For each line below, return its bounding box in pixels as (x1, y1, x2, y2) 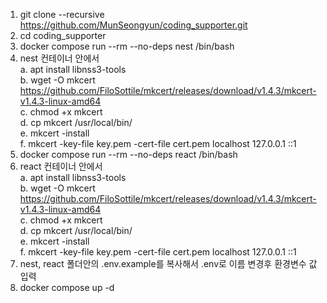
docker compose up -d (19, 282, 115, 293)
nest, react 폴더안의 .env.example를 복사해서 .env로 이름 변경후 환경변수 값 (19, 258, 318, 269)
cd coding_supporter (19, 30, 107, 41)
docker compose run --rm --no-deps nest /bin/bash (19, 40, 235, 52)
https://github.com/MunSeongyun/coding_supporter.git (19, 19, 248, 31)
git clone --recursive (19, 9, 105, 20)
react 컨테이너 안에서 (19, 160, 103, 172)
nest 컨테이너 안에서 (19, 52, 100, 64)
